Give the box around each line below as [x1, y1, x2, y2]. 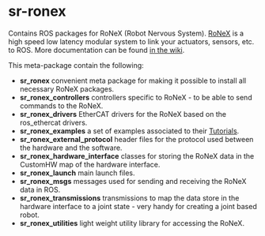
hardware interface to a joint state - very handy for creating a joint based [19, 201, 257, 211]
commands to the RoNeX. [19, 101, 104, 111]
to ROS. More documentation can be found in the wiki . [8, 45, 185, 54]
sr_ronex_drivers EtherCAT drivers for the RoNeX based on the [19, 109, 227, 118]
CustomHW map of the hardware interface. [19, 159, 161, 169]
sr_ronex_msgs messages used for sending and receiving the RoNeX [19, 176, 247, 185]
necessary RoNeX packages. [19, 84, 115, 93]
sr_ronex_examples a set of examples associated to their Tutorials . [19, 125, 240, 136]
